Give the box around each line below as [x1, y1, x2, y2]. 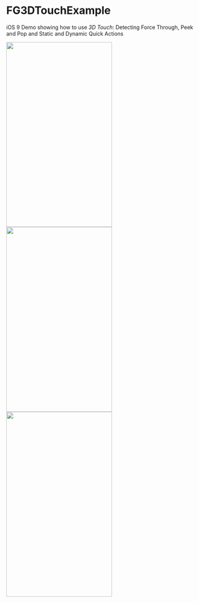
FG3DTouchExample [6, 4, 111, 18]
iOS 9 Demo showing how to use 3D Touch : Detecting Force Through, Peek [6, 24, 194, 31]
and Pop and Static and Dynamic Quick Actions [6, 30, 124, 37]
